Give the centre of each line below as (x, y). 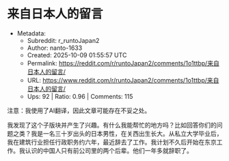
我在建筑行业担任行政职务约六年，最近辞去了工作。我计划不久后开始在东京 (112, 142)
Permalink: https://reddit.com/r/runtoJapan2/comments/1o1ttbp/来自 (123, 63)
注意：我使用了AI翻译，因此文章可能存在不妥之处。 (79, 111)
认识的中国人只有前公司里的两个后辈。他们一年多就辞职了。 (109, 150)
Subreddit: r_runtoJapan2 (63, 40)
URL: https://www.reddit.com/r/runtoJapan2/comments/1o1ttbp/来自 (123, 80)
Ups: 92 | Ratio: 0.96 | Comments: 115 (80, 96)
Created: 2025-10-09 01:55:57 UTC (77, 55)
